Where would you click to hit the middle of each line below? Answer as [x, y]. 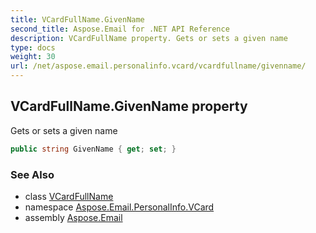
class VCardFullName [69, 196]
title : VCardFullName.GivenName [77, 19]
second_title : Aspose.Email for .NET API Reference [120, 29]
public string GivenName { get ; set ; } [93, 149]
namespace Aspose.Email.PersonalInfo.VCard [119, 207]
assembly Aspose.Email [73, 217]
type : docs [33, 47]
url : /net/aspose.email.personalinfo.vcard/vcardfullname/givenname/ [158, 66]
